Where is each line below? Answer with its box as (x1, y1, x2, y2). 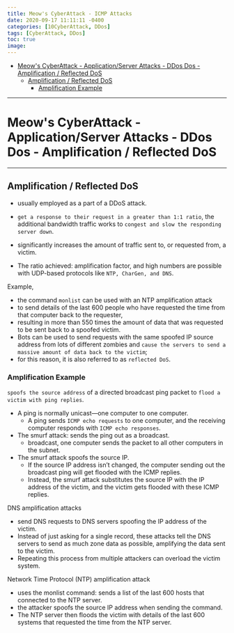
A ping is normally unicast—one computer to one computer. (17, 409, 189, 417)
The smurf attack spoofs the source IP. (17, 454, 130, 462)
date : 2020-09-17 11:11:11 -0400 (7, 17, 104, 24)
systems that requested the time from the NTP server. (17, 618, 172, 627)
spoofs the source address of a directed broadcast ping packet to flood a (7, 388, 221, 396)
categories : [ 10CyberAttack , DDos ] (7, 23, 111, 30)
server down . (17, 227, 54, 235)
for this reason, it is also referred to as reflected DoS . (17, 355, 171, 363)
